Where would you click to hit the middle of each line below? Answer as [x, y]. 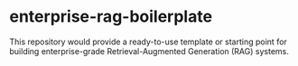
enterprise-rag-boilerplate [111, 17]
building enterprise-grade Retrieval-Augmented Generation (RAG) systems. [149, 51]
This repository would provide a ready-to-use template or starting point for [148, 42]
